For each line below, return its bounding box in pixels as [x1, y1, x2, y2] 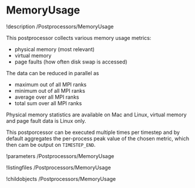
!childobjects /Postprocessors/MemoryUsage [6, 175, 116, 182]
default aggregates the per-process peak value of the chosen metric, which [6, 135, 190, 142]
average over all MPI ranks [14, 93, 79, 100]
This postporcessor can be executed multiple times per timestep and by [6, 129, 180, 136]
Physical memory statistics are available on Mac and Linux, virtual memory [6, 111, 187, 118]
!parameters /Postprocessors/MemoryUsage [6, 152, 115, 159]
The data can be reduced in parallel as [6, 69, 99, 76]
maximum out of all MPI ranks [14, 80, 87, 88]
